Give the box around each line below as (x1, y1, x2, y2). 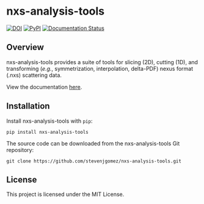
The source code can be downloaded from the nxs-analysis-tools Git (6, 139, 180, 147)
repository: (6, 146, 34, 153)
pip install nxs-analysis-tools (6, 129, 89, 135)
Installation (6, 101, 50, 111)
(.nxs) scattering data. (6, 71, 62, 79)
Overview (6, 42, 45, 53)
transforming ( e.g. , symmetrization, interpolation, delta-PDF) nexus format (6, 65, 194, 72)
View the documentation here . (6, 83, 82, 90)
